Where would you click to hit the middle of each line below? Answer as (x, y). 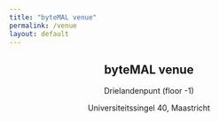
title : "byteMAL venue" (53, 17)
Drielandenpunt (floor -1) (149, 91)
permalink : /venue (43, 26)
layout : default (39, 34)
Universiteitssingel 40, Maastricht (149, 108)
